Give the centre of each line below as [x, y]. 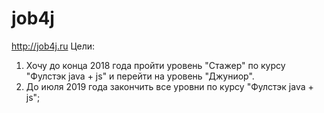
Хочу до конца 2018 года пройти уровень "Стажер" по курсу [155, 65]
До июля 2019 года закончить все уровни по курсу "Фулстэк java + [169, 86]
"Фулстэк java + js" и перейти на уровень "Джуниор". [140, 76]
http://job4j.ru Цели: [53, 46]
